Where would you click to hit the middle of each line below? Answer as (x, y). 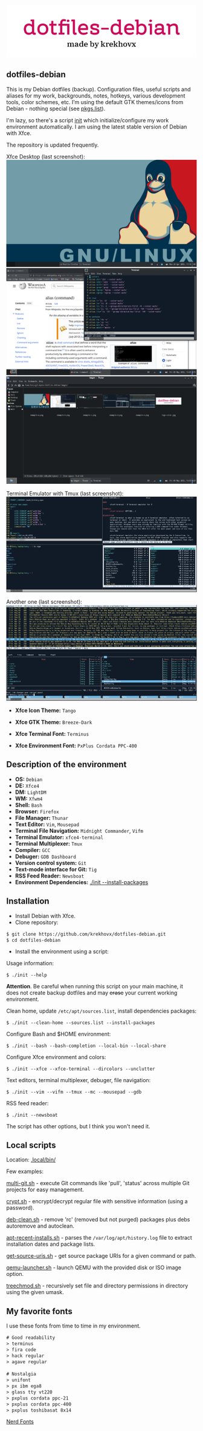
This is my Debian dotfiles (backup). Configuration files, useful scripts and (99, 89)
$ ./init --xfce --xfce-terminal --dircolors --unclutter (81, 1069)
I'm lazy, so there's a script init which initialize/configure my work (88, 120)
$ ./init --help (27, 975)
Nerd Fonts (20, 1422)
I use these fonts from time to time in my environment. (73, 1326)
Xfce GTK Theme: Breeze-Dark (53, 722)
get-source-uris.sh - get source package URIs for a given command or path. (101, 1256)
